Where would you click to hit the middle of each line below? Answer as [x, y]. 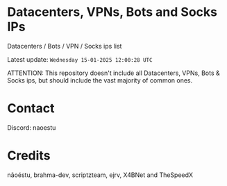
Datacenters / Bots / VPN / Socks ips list [65, 46]
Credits [29, 156]
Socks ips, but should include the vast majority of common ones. [100, 80]
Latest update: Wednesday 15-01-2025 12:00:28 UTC [80, 59]
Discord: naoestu [32, 127]
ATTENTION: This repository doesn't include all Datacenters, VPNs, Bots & [113, 73]
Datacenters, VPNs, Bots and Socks [112, 12]
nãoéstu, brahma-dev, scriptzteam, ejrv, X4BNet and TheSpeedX [100, 175]
